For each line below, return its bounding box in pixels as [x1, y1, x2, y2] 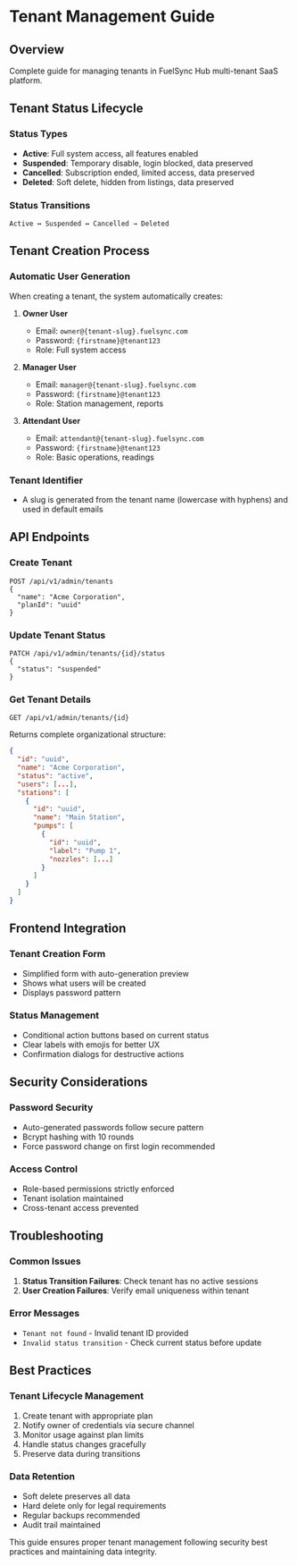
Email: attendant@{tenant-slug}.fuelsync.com [35, 432, 204, 444]
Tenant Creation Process [9, 243, 150, 258]
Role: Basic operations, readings [35, 452, 154, 462]
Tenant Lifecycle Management [9, 1390, 144, 1402]
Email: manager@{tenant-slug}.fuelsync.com [35, 378, 196, 390]
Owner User [21, 308, 69, 318]
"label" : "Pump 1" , [48, 846, 122, 855]
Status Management [9, 1009, 100, 1021]
